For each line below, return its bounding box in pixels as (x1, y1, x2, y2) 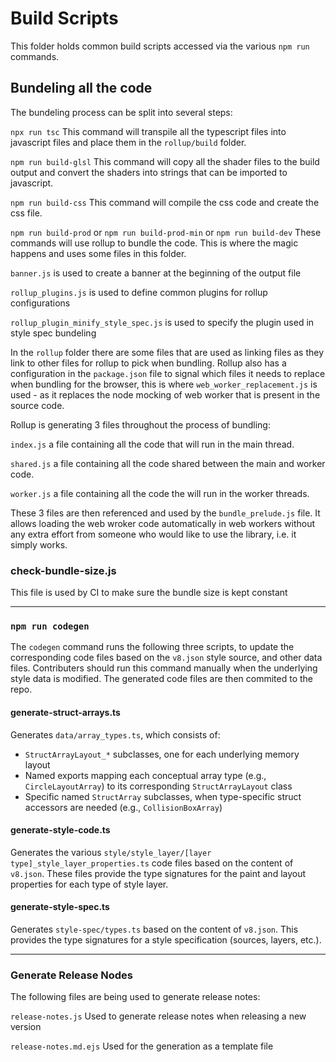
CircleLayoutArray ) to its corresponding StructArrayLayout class (24, 780, 293, 792)
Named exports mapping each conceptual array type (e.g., (24, 769, 267, 781)
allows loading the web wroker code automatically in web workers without (10, 517, 316, 529)
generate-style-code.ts (10, 824, 111, 836)
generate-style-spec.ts (10, 901, 110, 913)
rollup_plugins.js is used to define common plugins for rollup (10, 286, 268, 298)
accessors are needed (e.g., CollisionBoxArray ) (24, 801, 223, 813)
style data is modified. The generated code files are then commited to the (10, 673, 313, 685)
